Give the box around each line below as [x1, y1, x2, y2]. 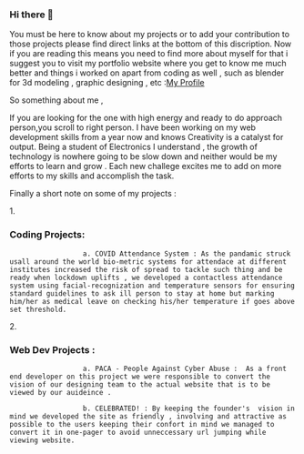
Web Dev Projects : [9, 343, 96, 356]
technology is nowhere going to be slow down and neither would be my [9, 151, 278, 162]
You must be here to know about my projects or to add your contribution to [9, 29, 289, 40]
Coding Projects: [9, 228, 86, 241]
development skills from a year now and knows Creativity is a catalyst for [9, 132, 284, 143]
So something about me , [9, 95, 104, 106]
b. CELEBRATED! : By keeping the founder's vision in [82, 404, 296, 413]
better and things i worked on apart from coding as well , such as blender [9, 67, 285, 78]
